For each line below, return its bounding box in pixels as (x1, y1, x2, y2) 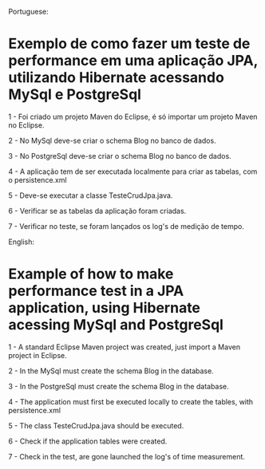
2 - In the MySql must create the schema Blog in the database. (8, 366, 214, 376)
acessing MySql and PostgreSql (8, 316, 223, 334)
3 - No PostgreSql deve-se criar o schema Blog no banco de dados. (8, 151, 231, 160)
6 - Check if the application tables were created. (8, 436, 168, 446)
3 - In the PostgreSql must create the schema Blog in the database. (8, 381, 229, 391)
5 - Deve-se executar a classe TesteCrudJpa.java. (8, 191, 173, 200)
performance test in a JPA (8, 282, 184, 300)
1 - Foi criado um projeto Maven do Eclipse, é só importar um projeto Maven (8, 112, 258, 121)
